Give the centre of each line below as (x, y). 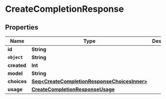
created (17, 65)
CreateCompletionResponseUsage (73, 89)
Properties (22, 27)
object (15, 57)
